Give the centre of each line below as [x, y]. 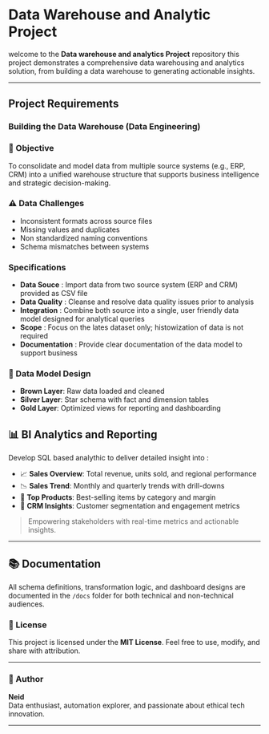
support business [48, 353]
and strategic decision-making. [60, 183]
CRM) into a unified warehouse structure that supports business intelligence [134, 174]
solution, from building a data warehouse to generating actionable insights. [132, 71]
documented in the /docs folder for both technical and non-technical [121, 596]
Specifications [37, 267]
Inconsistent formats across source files [86, 221]
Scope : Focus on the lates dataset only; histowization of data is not [132, 327]
